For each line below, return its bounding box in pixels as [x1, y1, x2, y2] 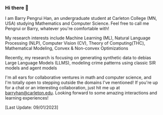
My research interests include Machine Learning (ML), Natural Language [5, 35, 151, 41]
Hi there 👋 [5, 4, 29, 11]
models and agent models [5, 65, 57, 71]
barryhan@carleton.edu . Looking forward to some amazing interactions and [5, 90, 157, 96]
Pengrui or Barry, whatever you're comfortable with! [5, 26, 109, 32]
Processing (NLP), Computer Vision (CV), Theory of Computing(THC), [5, 40, 145, 46]
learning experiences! [5, 95, 49, 101]
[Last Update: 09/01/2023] [5, 104, 58, 111]
